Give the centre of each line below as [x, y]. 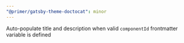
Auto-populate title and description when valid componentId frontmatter [92, 28]
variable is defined [29, 34]
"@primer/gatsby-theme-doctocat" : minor [57, 11]
